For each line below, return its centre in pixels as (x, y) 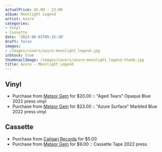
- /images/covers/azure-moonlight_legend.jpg (52, 51)
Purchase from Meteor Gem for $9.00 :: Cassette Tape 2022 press (80, 144)
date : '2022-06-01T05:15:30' (35, 37)
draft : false (18, 42)
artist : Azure (20, 19)
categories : (17, 23)
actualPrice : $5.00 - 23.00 (34, 10)
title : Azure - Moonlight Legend (39, 64)
